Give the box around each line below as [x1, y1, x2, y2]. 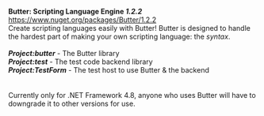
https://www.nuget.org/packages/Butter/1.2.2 [8, 15, 157, 24]
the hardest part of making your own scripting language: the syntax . [8, 32, 231, 41]
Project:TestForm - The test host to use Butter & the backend [8, 65, 210, 74]
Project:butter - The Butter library [8, 49, 121, 58]
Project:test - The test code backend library [8, 57, 153, 66]
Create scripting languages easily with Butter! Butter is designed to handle [8, 24, 251, 32]
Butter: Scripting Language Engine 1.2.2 [8, 7, 143, 16]
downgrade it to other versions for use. [8, 99, 136, 108]
